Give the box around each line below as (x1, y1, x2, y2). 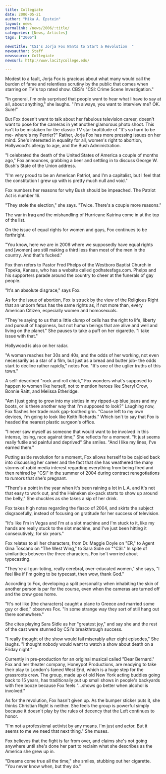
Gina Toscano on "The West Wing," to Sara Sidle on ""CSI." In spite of (5, 545, 147, 552)
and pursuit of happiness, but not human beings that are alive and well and (5, 323, 158, 329)
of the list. (5, 217, 26, 223)
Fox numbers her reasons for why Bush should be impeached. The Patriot (5, 187, 156, 193)
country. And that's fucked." (5, 252, 63, 258)
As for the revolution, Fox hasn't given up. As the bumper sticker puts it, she (5, 697, 160, 703)
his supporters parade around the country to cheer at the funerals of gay (5, 272, 154, 278)
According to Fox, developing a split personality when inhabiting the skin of (5, 581, 159, 587)
